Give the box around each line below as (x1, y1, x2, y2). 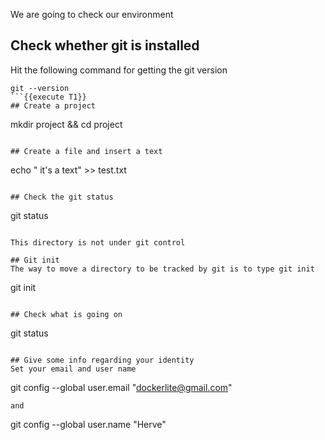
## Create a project (10, 100, 97, 111)
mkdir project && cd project (10, 118, 123, 130)
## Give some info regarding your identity (10, 355, 195, 365)
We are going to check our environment (10, 9, 174, 20)
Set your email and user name (10, 364, 137, 374)
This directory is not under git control (10, 237, 186, 248)
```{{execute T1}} (10, 92, 87, 102)
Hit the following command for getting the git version (10, 64, 228, 76)
